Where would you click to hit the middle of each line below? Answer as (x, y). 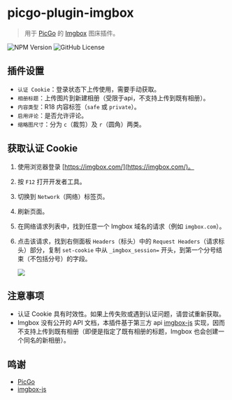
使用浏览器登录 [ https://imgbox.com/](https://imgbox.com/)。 (106, 167)
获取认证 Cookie (43, 149)
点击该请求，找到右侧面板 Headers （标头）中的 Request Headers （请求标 (121, 241)
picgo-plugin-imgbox (71, 13)
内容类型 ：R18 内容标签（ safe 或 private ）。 (79, 106)
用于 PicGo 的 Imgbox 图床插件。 (72, 33)
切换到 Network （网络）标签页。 (63, 196)
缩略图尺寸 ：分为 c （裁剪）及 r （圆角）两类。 (81, 124)
